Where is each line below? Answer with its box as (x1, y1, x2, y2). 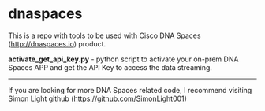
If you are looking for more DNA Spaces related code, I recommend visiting (8, 85, 252, 94)
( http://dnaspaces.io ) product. (8, 39, 106, 48)
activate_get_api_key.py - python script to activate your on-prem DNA (8, 54, 239, 64)
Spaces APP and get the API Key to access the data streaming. (8, 62, 213, 72)
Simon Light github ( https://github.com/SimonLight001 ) (8, 94, 188, 103)
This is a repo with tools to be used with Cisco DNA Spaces (8, 31, 201, 40)
